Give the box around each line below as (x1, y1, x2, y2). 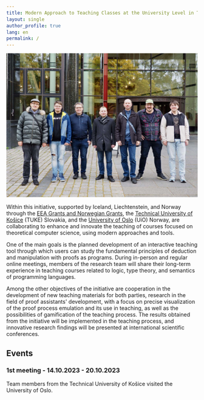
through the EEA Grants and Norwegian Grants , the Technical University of (6, 210, 193, 217)
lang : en (6, 29, 29, 35)
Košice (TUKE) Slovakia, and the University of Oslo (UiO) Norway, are (6, 216, 180, 223)
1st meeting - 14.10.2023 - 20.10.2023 (6, 366, 120, 374)
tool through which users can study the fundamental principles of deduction (6, 247, 197, 255)
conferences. (6, 331, 39, 338)
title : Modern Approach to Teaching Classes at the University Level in (6, 10, 194, 16)
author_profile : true (6, 23, 61, 29)
